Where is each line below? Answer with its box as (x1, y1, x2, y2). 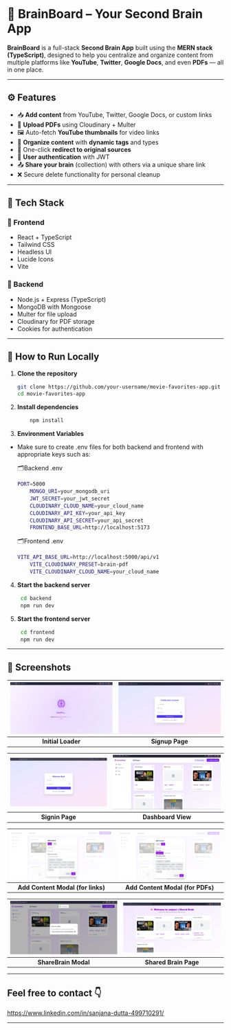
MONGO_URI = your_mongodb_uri (30, 488, 110, 495)
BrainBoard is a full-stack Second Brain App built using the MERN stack (7, 43, 213, 52)
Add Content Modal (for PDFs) (125, 883, 214, 891)
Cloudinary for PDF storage (16, 317, 95, 325)
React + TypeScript (16, 233, 72, 241)
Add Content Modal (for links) (17, 883, 105, 891)
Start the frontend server (16, 615, 91, 623)
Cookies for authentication (16, 325, 93, 333)
